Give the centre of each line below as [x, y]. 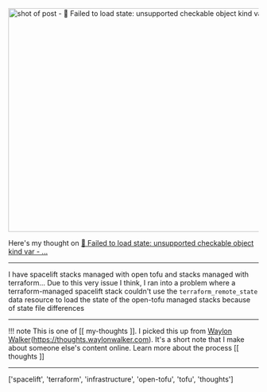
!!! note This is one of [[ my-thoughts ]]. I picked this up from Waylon [120, 331]
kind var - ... [28, 251]
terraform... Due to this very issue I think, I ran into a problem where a [122, 283]
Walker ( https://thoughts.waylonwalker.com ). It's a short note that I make [126, 340]
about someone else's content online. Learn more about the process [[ [124, 348]
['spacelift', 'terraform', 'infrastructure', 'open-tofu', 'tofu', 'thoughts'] [121, 379]
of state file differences [46, 308]
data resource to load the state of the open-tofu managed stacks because [130, 300]
